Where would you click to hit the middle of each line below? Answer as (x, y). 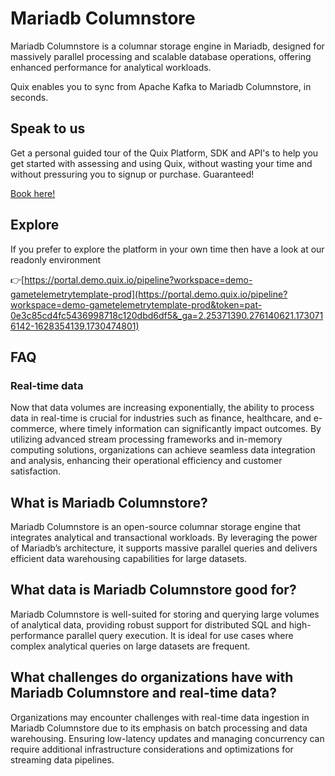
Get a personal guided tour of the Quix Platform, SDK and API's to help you (164, 153)
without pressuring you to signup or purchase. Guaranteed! (132, 174)
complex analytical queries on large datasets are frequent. (130, 646)
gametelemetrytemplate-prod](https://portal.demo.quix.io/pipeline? (149, 294)
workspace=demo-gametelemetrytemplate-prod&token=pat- (136, 304)
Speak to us (48, 128)
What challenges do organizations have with (152, 677)
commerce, (34, 429)
